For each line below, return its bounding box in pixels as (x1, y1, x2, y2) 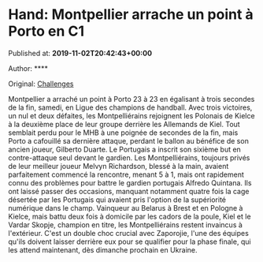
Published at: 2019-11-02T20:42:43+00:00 (8, 48, 152, 58)
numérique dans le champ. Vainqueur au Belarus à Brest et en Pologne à (8, 203, 243, 212)
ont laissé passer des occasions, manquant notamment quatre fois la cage (8, 186, 250, 196)
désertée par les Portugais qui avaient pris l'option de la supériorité (8, 195, 227, 204)
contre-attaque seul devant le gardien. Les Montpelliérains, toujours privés (8, 152, 250, 163)
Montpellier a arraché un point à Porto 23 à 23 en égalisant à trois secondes (8, 94, 255, 103)
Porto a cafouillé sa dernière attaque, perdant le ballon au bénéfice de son (8, 136, 250, 145)
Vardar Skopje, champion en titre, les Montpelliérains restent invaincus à (8, 219, 243, 230)
